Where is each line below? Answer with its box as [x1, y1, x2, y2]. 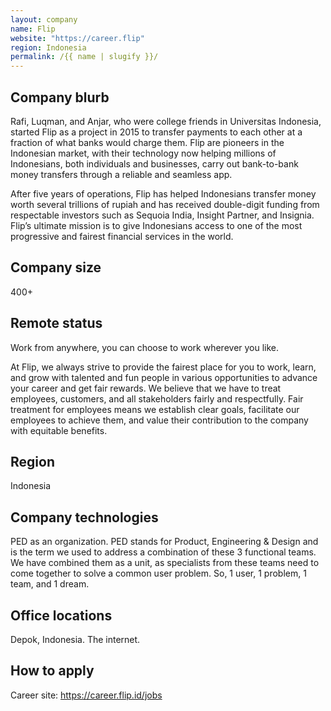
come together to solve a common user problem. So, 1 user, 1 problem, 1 [10, 567, 307, 580]
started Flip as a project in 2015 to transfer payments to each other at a [10, 126, 303, 138]
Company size [10, 259, 102, 276]
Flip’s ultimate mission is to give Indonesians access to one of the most [10, 219, 303, 231]
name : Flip [10, 24, 56, 34]
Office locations [10, 607, 113, 624]
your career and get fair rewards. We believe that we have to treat [10, 382, 282, 394]
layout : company [10, 14, 78, 25]
